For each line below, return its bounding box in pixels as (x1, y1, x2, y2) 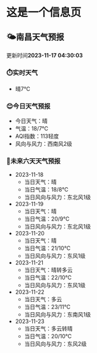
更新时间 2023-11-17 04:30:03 (6, 52, 83, 59)
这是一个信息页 (6, 5, 82, 20)
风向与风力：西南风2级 (15, 140, 73, 147)
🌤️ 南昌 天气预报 (6, 32, 65, 42)
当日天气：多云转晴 (24, 324, 73, 332)
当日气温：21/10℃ (24, 244, 71, 252)
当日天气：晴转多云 (24, 266, 73, 273)
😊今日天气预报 (6, 102, 51, 110)
